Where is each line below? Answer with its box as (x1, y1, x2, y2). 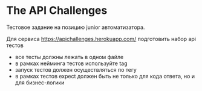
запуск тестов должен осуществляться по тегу (15, 66, 137, 73)
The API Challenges (6, 4, 108, 17)
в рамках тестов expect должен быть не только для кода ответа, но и (15, 72, 195, 80)
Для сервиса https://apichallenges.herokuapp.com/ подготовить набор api (6, 35, 197, 42)
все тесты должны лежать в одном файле (15, 53, 124, 60)
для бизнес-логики (15, 79, 65, 86)
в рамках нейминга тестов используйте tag (15, 60, 128, 67)
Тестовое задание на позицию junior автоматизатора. (6, 24, 145, 31)
